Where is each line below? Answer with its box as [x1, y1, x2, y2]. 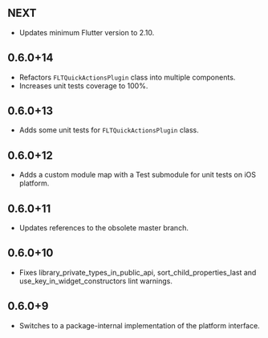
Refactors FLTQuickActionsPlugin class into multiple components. [18, 72, 236, 82]
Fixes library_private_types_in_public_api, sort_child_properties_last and [18, 267, 257, 277]
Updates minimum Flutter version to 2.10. [18, 27, 155, 37]
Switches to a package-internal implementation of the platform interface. [18, 320, 260, 330]
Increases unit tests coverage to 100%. [18, 80, 148, 91]
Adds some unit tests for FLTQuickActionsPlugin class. [18, 125, 200, 135]
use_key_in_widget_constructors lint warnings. [18, 276, 173, 286]
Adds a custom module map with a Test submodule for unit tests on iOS [18, 170, 257, 180]
